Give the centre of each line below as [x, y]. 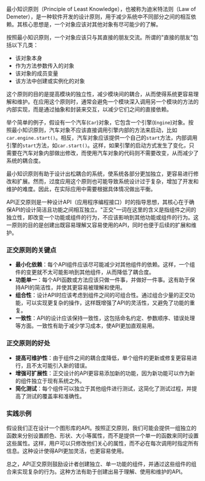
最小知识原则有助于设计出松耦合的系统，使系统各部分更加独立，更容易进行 [100, 174]
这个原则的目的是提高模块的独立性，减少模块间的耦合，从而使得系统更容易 [100, 94]
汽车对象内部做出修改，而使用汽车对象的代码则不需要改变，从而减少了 [110, 153]
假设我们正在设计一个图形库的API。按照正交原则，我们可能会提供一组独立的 [102, 428]
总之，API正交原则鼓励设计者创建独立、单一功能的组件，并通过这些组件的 [99, 464]
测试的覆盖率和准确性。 [56, 396]
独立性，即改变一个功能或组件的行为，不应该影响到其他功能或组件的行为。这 [103, 217]
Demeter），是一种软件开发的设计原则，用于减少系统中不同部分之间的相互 [99, 17]
